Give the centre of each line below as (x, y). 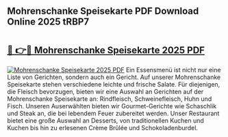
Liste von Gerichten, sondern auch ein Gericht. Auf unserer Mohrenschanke (114, 77)
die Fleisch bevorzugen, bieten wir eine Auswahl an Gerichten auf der (105, 92)
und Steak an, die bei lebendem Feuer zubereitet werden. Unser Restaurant (113, 113)
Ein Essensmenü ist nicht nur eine (173, 70)
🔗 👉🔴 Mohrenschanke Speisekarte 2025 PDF (106, 50)
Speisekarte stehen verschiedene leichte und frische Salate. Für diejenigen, (114, 84)
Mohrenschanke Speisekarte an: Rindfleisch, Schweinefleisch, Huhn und (110, 99)
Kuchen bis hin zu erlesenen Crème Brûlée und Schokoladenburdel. (103, 128)
